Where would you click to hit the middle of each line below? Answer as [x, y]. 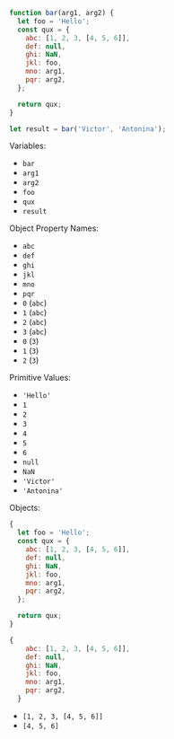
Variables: [28, 146]
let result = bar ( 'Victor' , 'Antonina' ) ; [88, 129]
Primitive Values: [40, 378]
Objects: [25, 508]
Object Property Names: [54, 228]
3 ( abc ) [35, 331]
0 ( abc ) [35, 303]
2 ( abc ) [35, 322]
